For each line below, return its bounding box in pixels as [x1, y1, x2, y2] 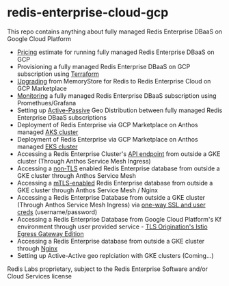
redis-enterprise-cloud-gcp [7, 5, 169, 21]
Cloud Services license [7, 272, 72, 280]
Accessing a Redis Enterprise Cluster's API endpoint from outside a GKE [16, 149, 221, 158]
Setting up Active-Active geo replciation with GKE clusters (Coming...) [16, 251, 214, 259]
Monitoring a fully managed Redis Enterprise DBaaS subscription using [16, 91, 217, 100]
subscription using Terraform [16, 70, 99, 78]
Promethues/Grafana [16, 99, 77, 107]
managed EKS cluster [16, 142, 78, 151]
